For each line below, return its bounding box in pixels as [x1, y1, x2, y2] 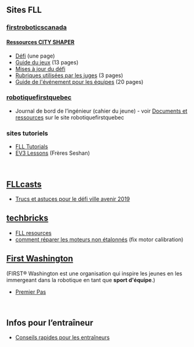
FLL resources [15, 229, 52, 236]
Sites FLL [6, 5, 42, 15]
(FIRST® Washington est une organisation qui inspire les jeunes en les [6, 269, 182, 277]
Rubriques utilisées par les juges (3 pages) [15, 72, 124, 79]
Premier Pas [15, 288, 47, 296]
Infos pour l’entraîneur [6, 318, 94, 328]
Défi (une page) [15, 52, 55, 59]
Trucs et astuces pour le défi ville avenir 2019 [15, 195, 130, 203]
